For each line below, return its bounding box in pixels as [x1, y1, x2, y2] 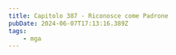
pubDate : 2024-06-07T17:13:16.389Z [8, 19, 129, 27]
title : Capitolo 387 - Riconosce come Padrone [8, 11, 169, 20]
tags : [8, 27, 27, 35]
